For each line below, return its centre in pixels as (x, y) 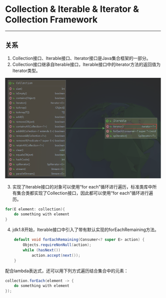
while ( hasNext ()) (42, 250)
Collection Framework (51, 20)
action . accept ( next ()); (56, 255)
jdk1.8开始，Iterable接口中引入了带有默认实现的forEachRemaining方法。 (85, 230)
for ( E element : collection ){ (35, 209)
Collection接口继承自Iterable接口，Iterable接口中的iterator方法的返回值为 (86, 64)
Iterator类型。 (26, 70)
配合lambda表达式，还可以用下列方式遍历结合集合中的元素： (67, 271)
